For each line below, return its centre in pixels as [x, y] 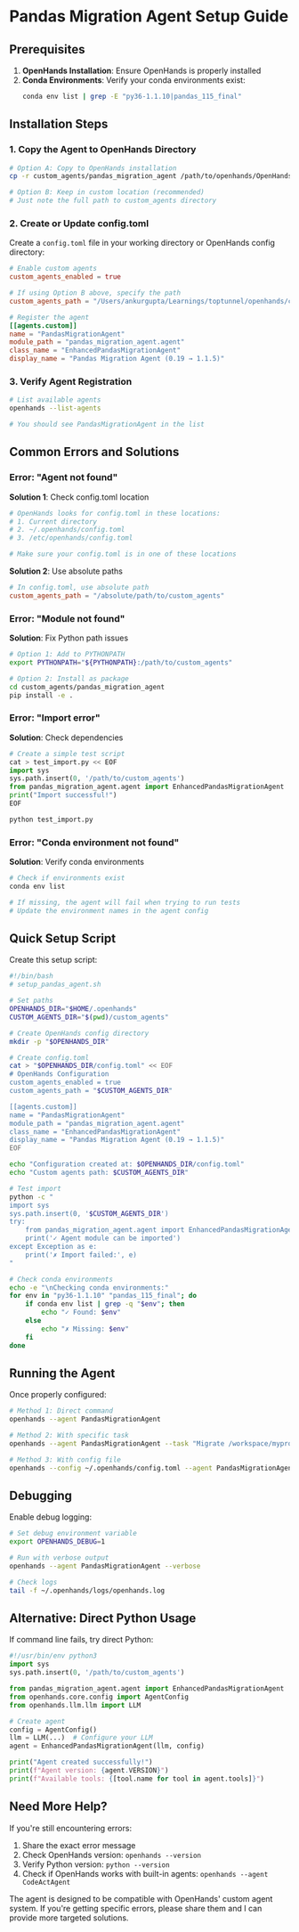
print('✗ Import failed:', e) [81, 1255]
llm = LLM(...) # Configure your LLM [81, 1738]
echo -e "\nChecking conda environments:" [89, 1288]
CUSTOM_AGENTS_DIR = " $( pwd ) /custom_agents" [89, 1017]
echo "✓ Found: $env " [81, 1312]
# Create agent [37, 1721]
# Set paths [31, 1001]
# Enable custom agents [53, 269]
